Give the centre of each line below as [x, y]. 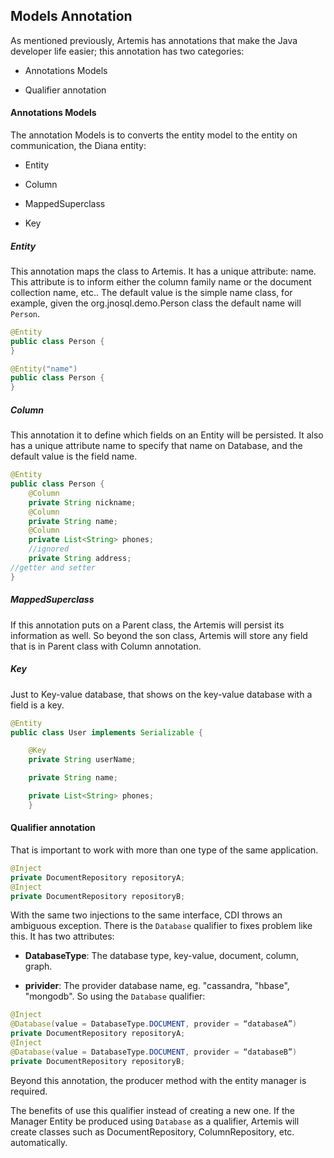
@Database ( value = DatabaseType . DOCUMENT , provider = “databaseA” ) [154, 1024]
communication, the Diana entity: [78, 146]
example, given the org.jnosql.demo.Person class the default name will [156, 303]
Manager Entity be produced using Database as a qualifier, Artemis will [155, 1121]
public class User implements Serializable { [106, 732]
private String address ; [80, 559]
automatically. [39, 1142]
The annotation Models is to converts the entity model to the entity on [154, 135]
